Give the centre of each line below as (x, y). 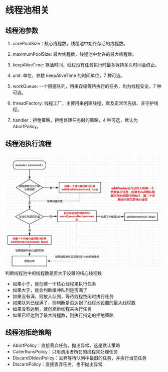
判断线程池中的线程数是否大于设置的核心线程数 (53, 273)
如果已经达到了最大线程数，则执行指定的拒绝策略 (63, 315)
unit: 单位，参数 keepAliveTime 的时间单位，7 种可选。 (69, 75)
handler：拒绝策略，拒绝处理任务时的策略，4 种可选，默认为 (75, 120)
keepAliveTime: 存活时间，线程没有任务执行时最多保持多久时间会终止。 (86, 65)
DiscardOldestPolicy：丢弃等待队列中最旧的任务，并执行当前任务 (79, 358)
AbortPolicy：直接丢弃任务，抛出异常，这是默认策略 (66, 345)
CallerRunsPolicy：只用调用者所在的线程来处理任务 (65, 352)
